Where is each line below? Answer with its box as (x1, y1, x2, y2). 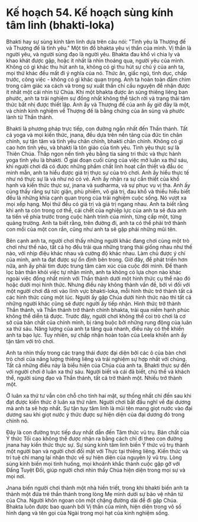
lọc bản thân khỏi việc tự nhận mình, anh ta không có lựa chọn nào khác (6, 268, 181, 275)
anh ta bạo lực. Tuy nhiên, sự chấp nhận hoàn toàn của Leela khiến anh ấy (6, 331, 187, 339)
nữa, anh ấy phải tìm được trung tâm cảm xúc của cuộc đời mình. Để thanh (6, 262, 188, 269)
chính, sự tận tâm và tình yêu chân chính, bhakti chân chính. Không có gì (6, 137, 183, 144)
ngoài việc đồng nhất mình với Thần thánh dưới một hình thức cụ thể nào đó (6, 275, 191, 282)
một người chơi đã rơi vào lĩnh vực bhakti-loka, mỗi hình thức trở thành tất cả (6, 287, 193, 294)
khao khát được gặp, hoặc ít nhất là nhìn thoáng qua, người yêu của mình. (6, 57, 185, 64)
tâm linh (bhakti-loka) (6, 18, 115, 32)
